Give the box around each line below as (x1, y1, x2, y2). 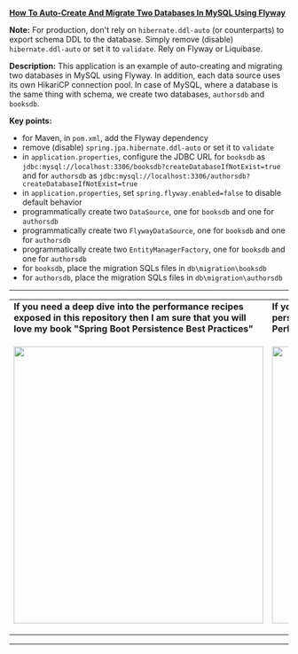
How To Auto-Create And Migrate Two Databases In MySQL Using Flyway (9, 8, 286, 18)
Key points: (9, 115, 52, 126)
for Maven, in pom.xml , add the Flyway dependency (21, 133, 208, 143)
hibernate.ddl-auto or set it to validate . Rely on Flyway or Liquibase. (9, 43, 263, 54)
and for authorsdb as (21, 170, 98, 181)
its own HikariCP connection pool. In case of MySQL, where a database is (9, 80, 278, 90)
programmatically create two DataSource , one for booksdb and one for (21, 206, 275, 216)
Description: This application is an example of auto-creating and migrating (9, 61, 283, 71)
